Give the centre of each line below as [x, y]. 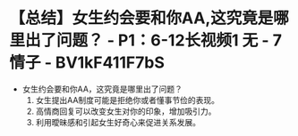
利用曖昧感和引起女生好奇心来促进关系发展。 [118, 122]
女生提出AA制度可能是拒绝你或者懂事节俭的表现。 [128, 100]
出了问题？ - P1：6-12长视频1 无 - [147, 40]
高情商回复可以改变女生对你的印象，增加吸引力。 [126, 111]
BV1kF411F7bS [110, 63]
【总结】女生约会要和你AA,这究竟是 [141, 18]
